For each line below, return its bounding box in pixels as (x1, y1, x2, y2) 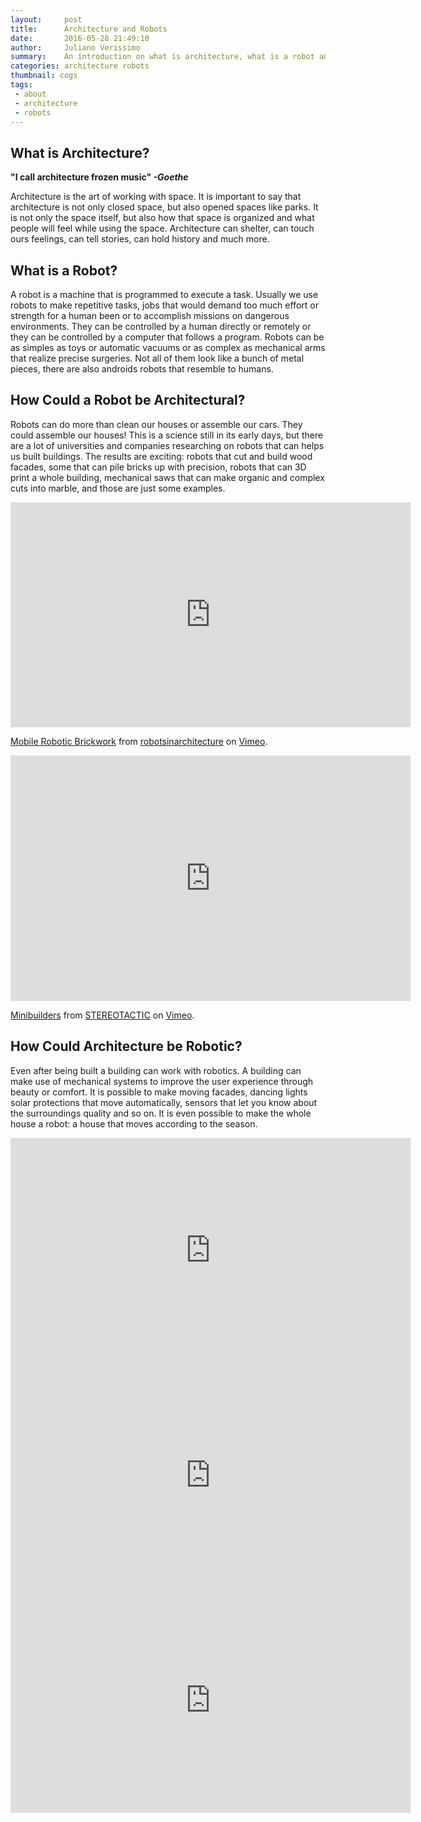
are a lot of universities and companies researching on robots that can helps (10, 439, 325, 451)
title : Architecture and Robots (10, 24, 168, 34)
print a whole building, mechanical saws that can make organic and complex (10, 471, 325, 483)
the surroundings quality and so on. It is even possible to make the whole (10, 1107, 312, 1119)
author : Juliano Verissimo (10, 42, 141, 53)
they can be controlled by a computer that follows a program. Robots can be (10, 331, 325, 343)
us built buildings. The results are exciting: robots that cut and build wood (10, 450, 313, 462)
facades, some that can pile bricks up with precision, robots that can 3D (10, 461, 307, 473)
